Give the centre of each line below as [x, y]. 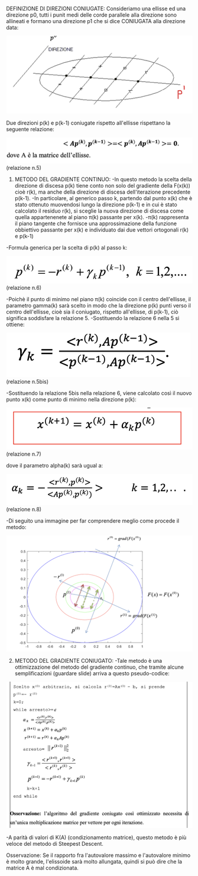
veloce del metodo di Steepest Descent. [55, 843]
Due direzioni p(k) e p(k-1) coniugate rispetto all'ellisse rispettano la [88, 123]
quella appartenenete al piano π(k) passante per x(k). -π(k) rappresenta [102, 217]
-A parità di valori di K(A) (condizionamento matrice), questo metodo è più [96, 837]
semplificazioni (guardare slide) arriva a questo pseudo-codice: [92, 673]
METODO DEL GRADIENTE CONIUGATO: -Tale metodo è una [88, 661]
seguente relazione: [30, 129]
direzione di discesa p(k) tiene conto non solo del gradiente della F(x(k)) [103, 186]
